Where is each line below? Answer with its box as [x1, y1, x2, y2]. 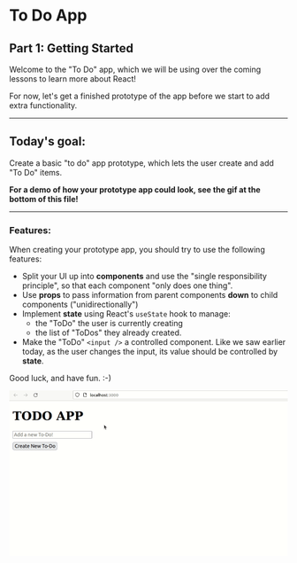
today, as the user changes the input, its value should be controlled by [21, 347, 278, 357]
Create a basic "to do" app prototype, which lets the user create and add [9, 157, 274, 168]
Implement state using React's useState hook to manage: [21, 309, 232, 319]
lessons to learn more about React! [9, 74, 137, 84]
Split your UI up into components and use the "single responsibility [21, 271, 268, 282]
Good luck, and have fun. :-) [9, 373, 112, 384]
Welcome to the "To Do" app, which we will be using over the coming [9, 64, 262, 74]
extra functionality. [9, 100, 78, 111]
